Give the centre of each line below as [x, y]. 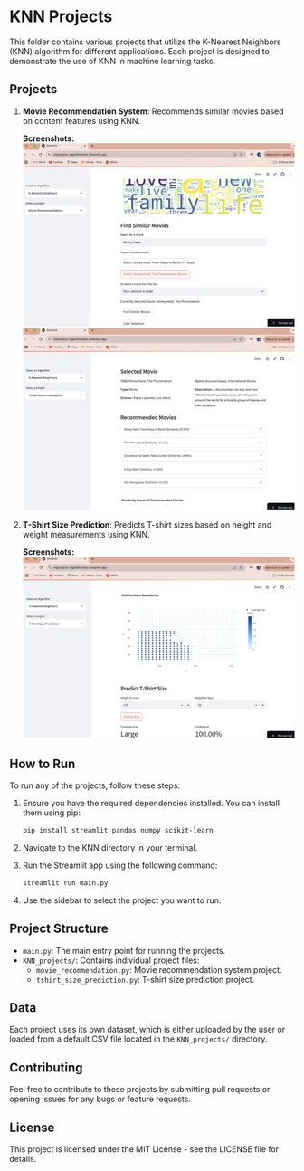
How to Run [43, 763]
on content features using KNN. [81, 120]
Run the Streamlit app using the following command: [120, 865]
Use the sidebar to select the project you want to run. [122, 900]
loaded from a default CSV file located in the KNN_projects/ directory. [138, 1039]
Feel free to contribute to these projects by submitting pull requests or [140, 1090]
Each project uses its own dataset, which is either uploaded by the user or [147, 1030]
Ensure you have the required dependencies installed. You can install [151, 803]
